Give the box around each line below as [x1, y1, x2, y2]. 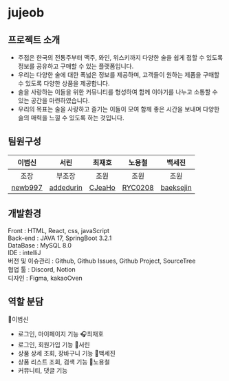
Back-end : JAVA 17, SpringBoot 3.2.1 [8, 234, 112, 242]
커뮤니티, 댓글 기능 [17, 367, 68, 375]
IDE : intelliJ [8, 248, 41, 257]
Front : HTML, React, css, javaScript [8, 226, 109, 235]
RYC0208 [122, 182, 154, 192]
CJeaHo [89, 182, 116, 192]
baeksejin [160, 182, 192, 192]
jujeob [8, 5, 45, 21]
